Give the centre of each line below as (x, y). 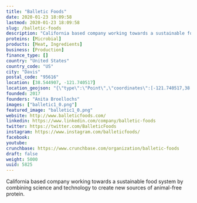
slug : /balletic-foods (34, 28)
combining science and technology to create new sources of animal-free (94, 188)
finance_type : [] (27, 55)
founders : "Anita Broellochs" (43, 99)
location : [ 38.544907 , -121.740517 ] (51, 83)
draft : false (22, 154)
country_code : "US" (30, 66)
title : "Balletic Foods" (36, 11)
